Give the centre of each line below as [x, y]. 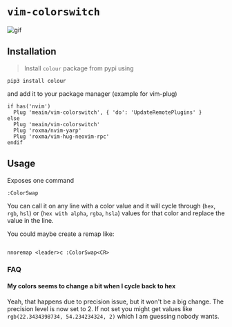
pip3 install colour [37, 81]
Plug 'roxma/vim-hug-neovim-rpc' [61, 137]
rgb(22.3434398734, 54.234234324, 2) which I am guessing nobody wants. [113, 316]
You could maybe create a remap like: [61, 234]
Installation [32, 51]
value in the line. [30, 220]
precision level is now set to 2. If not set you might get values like [100, 308]
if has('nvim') [29, 106]
